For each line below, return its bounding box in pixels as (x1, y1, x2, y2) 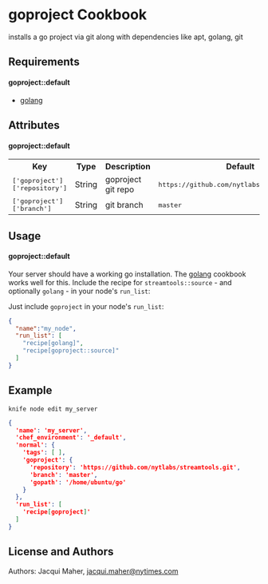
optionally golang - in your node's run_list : (8, 286, 151, 296)
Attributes (8, 118, 60, 132)
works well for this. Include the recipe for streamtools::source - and (8, 277, 233, 287)
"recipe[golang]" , (22, 340, 84, 348)
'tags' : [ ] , (22, 449, 66, 457)
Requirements (8, 55, 80, 69)
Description (104, 161, 151, 173)
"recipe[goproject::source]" (22, 347, 120, 355)
